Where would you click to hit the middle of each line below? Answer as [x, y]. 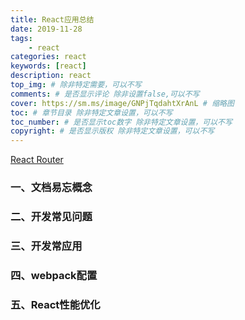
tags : [21, 38]
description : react [51, 76]
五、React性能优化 [55, 304]
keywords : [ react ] [48, 66]
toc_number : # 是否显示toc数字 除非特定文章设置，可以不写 [121, 122]
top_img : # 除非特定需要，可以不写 [76, 85]
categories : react [48, 57]
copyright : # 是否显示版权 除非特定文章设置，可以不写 [112, 131]
